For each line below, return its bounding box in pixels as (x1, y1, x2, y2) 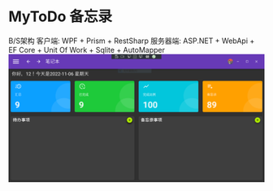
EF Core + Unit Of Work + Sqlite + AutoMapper (8, 45, 165, 54)
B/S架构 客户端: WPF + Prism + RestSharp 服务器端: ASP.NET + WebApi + (8, 36, 255, 46)
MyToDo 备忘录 (8, 7, 112, 26)
